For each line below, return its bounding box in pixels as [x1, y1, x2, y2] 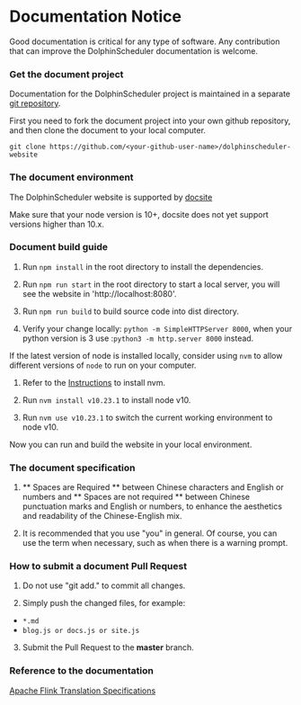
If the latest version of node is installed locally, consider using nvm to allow [9, 350, 283, 361]
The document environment [9, 171, 134, 183]
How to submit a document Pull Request [9, 560, 187, 573]
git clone [9, 142, 47, 152]
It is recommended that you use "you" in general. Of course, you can [22, 528, 278, 539]
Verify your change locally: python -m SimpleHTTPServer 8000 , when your [22, 323, 293, 334]
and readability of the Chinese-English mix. [22, 511, 182, 522]
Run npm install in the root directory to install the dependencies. [22, 261, 263, 272]
